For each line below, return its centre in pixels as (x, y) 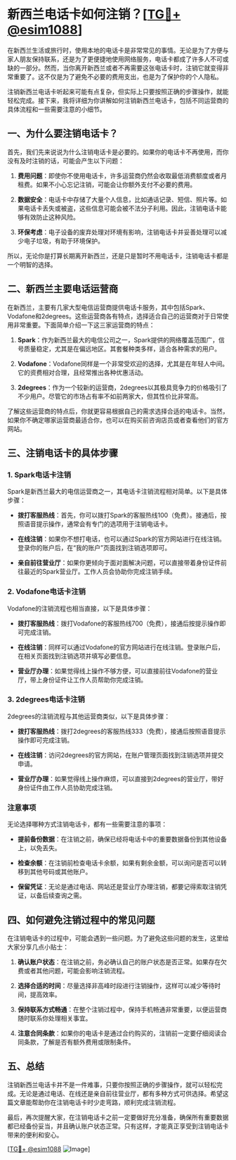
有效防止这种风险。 (51, 217)
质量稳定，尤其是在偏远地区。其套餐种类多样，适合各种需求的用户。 (122, 349)
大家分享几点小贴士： (38, 947)
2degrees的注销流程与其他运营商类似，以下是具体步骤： (89, 716)
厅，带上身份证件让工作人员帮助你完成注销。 (82, 680)
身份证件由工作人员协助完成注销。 (67, 787)
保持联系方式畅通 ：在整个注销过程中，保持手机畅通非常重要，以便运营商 (122, 1009)
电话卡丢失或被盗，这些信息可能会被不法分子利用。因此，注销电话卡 (122, 208)
